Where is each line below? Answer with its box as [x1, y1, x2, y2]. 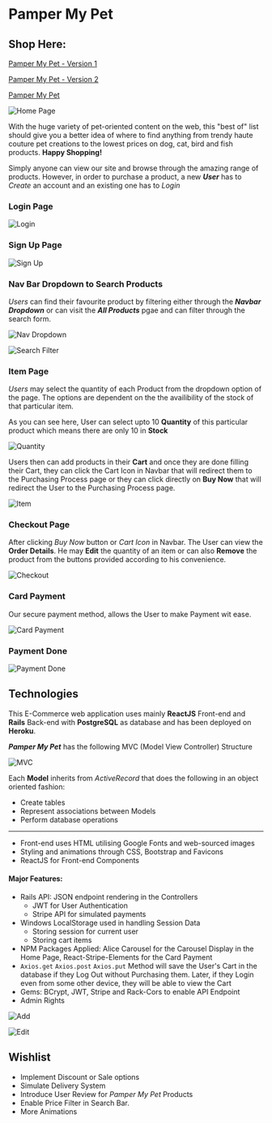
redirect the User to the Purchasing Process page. [8, 483, 176, 493]
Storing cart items [32, 935, 92, 945]
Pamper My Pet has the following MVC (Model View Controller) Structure [8, 741, 253, 751]
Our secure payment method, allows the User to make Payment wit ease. [8, 609, 252, 619]
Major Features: [8, 874, 63, 883]
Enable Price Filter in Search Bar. [19, 1098, 130, 1108]
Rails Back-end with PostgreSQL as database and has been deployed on [8, 717, 252, 727]
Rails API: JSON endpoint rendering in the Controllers [19, 892, 198, 902]
